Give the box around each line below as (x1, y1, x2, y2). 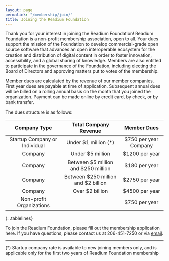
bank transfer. (5, 99, 34, 106)
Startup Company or (9, 136, 58, 143)
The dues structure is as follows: (5, 109, 73, 115)
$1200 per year (123, 150, 160, 158)
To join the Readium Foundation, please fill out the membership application (5, 225, 160, 231)
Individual (22, 142, 45, 149)
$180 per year (124, 162, 159, 169)
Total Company (71, 121, 109, 128)
